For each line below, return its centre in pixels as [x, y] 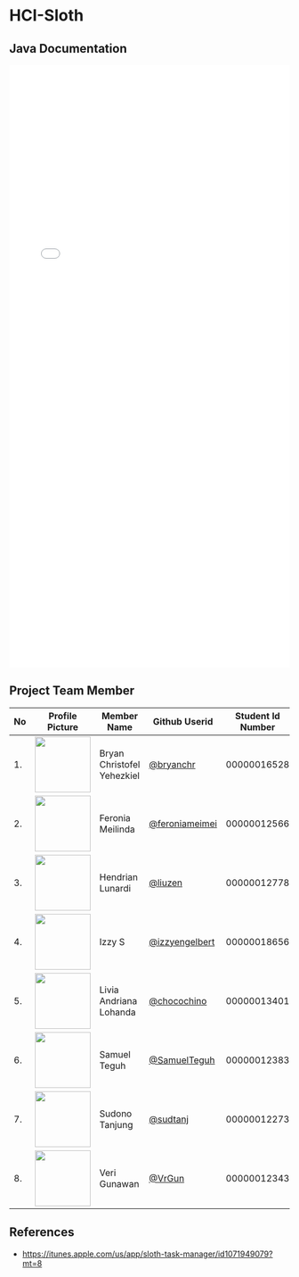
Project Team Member [72, 691]
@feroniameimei [183, 824]
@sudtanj [169, 1119]
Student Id [258, 716]
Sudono [116, 1114]
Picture [63, 726]
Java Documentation [68, 49]
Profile [63, 716]
